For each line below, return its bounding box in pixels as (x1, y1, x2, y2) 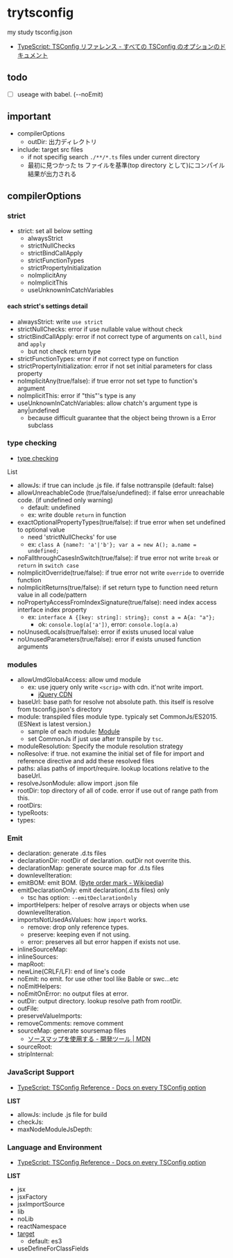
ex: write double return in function (27, 510, 127, 519)
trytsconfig (7, 5, 74, 21)
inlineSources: (17, 953, 58, 961)
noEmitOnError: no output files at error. (17, 989, 129, 998)
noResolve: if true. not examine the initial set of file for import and (17, 749, 205, 758)
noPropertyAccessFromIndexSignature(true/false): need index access (17, 598, 217, 606)
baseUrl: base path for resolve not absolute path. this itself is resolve (17, 698, 214, 706)
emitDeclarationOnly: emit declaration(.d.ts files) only (17, 886, 170, 895)
